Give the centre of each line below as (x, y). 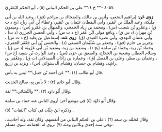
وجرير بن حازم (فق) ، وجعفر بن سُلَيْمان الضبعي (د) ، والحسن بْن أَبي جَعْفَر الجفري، (79, 43)
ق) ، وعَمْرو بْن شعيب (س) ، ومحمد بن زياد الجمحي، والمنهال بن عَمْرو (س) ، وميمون (81, 27)
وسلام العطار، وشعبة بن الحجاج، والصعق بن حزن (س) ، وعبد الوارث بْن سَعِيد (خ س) (81, 53)
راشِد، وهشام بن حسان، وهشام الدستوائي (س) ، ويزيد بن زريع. (61, 63)
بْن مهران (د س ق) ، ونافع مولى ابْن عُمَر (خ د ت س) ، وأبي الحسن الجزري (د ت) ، (79, 32)
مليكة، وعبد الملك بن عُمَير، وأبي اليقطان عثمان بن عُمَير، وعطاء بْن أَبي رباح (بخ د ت (80, 22)
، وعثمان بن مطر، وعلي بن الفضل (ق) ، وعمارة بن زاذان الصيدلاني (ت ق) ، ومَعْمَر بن (81, 58)
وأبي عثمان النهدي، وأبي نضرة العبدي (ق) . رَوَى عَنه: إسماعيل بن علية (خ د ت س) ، (79, 37)
